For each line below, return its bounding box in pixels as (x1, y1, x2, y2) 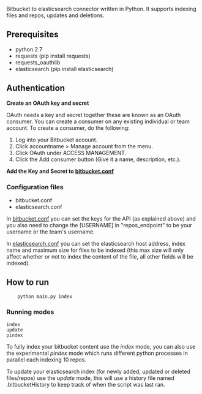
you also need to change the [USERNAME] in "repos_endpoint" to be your (6, 221, 193, 229)
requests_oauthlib (15, 58, 61, 66)
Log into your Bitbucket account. (15, 136, 98, 143)
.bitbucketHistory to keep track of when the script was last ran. (6, 381, 165, 388)
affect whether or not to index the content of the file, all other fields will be (6, 252, 194, 260)
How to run (6, 277, 50, 287)
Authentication (6, 83, 65, 94)
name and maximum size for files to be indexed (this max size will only (6, 246, 184, 254)
